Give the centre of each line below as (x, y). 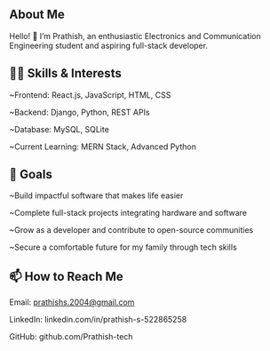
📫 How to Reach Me (66, 276)
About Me (37, 15)
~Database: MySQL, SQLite (59, 129)
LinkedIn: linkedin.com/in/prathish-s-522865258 (98, 320)
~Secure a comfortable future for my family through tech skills (123, 247)
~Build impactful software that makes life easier (96, 195)
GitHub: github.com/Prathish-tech (71, 337)
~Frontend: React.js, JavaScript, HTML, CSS (90, 95)
